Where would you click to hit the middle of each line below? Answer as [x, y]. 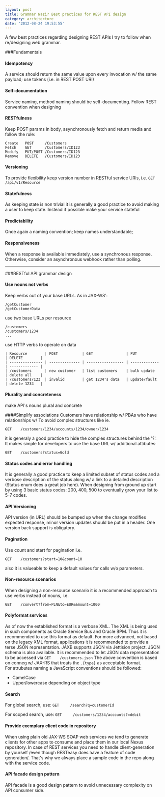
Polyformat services [26, 615]
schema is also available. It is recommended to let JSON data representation [82, 653]
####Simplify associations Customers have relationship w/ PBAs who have [81, 415]
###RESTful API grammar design [39, 273]
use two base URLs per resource [38, 318]
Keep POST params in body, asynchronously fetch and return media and [78, 129]
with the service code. [28, 763]
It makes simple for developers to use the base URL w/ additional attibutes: [81, 444]
